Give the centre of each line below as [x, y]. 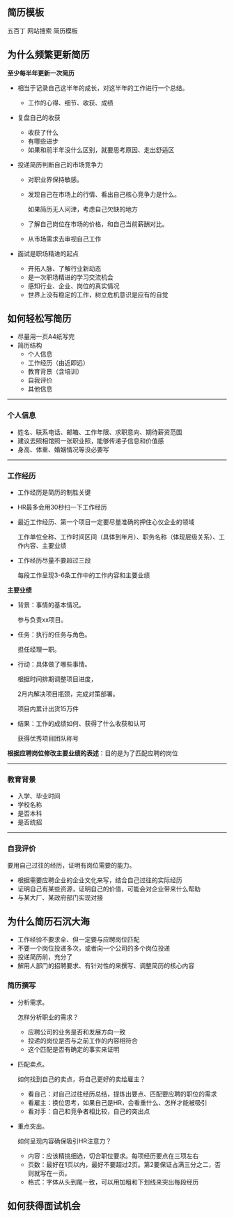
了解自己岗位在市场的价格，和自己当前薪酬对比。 [98, 224]
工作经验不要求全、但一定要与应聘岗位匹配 [78, 940]
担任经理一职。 [39, 649]
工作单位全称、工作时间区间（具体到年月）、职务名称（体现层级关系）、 [118, 537]
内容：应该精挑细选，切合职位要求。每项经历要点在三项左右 [113, 1156]
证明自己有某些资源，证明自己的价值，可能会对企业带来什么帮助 [109, 889]
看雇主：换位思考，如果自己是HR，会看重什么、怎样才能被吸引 [117, 1102]
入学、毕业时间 [39, 796]
